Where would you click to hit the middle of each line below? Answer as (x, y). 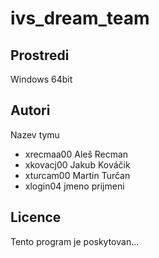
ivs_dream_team (80, 18)
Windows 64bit (41, 79)
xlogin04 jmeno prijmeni (74, 186)
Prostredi (40, 55)
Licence (36, 217)
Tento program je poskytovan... (75, 241)
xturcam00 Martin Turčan (77, 175)
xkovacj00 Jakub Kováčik (77, 164)
